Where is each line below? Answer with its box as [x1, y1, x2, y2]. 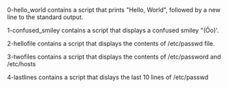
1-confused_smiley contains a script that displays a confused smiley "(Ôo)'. [7, 27, 219, 34]
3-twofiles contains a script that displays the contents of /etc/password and [7, 53, 221, 61]
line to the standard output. [7, 13, 84, 21]
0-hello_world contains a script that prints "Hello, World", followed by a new [7, 6, 221, 14]
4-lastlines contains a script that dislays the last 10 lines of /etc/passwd [7, 73, 209, 81]
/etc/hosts [7, 60, 36, 68]
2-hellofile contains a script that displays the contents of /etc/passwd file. [7, 40, 215, 47]
